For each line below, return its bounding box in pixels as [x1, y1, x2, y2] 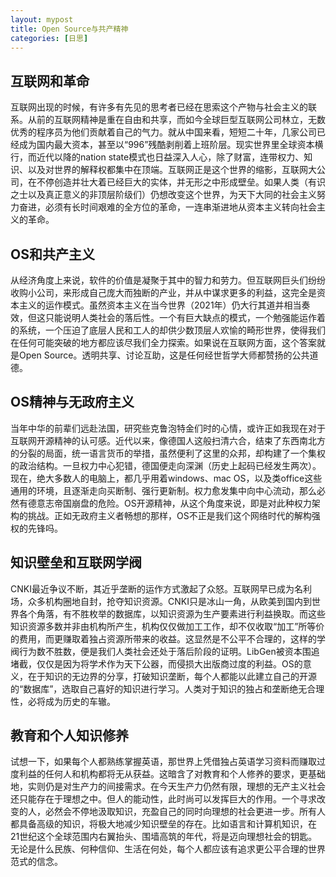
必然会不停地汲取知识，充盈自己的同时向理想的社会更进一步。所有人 [44, 806, 326, 818]
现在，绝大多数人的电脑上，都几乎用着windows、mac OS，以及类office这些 [10, 472, 323, 484]
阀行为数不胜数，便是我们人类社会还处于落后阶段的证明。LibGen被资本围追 [10, 645, 320, 657]
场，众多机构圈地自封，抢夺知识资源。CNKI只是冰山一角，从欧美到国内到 [10, 595, 312, 607]
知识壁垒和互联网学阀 [10, 554, 142, 571]
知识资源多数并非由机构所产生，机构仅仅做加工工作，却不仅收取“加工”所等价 [10, 620, 325, 632]
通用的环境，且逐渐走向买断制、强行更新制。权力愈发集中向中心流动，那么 [10, 484, 317, 496]
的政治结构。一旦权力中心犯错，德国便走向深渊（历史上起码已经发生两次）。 [10, 459, 322, 471]
